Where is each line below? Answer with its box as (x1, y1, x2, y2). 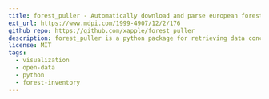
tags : (8, 49, 26, 57)
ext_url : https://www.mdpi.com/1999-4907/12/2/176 (8, 19, 181, 27)
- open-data (15, 64, 56, 72)
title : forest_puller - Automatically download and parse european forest (8, 11, 263, 20)
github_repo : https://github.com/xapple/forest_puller (8, 26, 195, 34)
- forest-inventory (15, 78, 81, 86)
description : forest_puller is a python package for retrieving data (8, 34, 246, 42)
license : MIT (8, 42, 52, 49)
